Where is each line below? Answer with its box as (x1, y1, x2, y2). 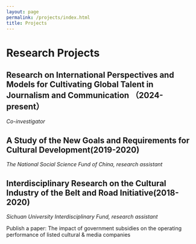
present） (6, 101, 44, 111)
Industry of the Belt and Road (6, 187, 119, 198)
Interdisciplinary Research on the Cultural (6, 178, 167, 189)
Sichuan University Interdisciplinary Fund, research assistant (6, 213, 158, 220)
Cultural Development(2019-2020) (6, 145, 140, 155)
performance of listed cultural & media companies (6, 231, 131, 238)
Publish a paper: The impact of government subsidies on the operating (6, 225, 182, 232)
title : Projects (6, 20, 47, 26)
